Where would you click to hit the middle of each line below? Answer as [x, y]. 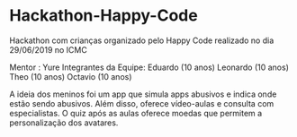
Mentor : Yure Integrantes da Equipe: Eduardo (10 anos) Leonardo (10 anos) [149, 67]
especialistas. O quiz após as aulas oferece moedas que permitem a [136, 113]
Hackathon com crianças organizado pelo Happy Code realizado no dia [142, 40]
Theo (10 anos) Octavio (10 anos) [71, 76]
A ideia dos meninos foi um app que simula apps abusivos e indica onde [143, 94]
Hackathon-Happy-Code [103, 16]
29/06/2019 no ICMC [48, 49]
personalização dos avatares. [64, 123]
